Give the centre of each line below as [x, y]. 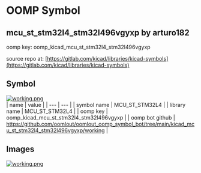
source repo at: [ [27, 59]
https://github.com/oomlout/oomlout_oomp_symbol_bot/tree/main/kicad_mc [100, 124]
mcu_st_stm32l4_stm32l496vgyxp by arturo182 [98, 33]
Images [20, 149]
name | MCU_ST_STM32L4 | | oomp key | [57, 111]
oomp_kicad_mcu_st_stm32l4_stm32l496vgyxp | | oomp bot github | [91, 117]
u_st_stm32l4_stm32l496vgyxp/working [55, 130]
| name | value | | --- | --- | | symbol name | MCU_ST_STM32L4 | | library [96, 105]
